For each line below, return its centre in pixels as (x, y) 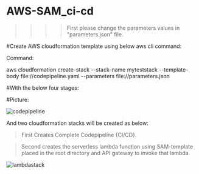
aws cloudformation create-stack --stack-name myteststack (82, 69)
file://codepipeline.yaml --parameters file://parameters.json (95, 76)
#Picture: (18, 99)
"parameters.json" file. (95, 34)
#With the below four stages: (43, 88)
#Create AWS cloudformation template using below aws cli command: (94, 46)
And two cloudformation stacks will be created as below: (78, 123)
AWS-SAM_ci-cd (50, 11)
